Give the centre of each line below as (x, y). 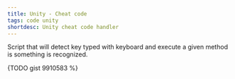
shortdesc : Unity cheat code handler (63, 27)
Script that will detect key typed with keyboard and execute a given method (118, 47)
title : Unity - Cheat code (47, 14)
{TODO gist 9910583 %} (43, 68)
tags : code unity (33, 20)
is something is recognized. (48, 54)
